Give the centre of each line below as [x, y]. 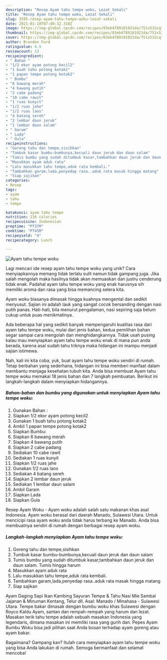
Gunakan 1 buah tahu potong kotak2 [50, 421]
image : [12, 28]
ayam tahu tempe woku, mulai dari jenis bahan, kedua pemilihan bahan [78, 330]
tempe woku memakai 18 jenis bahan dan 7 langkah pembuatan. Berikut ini [82, 376]
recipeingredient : [25, 56]
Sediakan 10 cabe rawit [37, 453]
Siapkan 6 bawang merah [39, 437]
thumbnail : [17, 33]
